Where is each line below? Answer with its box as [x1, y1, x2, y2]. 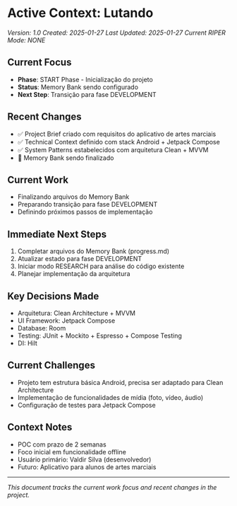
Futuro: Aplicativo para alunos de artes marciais [17, 462, 157, 471]
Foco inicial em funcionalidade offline [17, 447, 127, 456]
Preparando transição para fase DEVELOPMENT [17, 200, 158, 209]
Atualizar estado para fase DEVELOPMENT [17, 255, 142, 263]
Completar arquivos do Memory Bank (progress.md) [17, 247, 170, 255]
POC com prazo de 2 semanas [17, 440, 107, 449]
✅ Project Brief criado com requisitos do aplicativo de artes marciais [17, 130, 217, 138]
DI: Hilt [17, 339, 37, 347]
